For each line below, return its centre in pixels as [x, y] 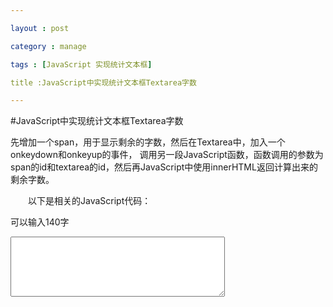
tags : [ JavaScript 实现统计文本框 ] [81, 64]
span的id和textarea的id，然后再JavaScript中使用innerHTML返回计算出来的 [164, 167]
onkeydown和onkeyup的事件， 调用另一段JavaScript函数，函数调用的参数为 [167, 155]
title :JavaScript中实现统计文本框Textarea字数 [103, 82]
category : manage [48, 46]
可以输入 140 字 [40, 222]
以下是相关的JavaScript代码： [89, 201]
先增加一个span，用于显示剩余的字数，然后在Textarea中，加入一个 [148, 142]
